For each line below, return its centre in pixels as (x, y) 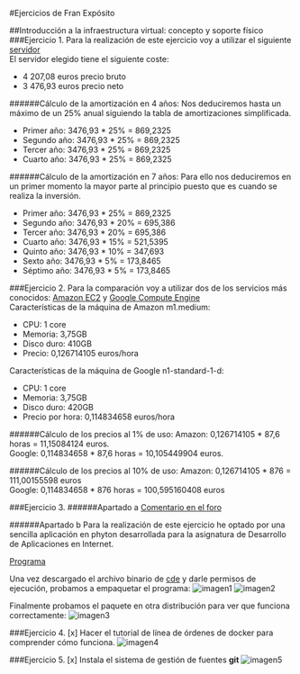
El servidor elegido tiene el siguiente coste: (89, 59)
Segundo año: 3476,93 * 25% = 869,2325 (101, 140)
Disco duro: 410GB (57, 344)
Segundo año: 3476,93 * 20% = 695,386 (99, 223)
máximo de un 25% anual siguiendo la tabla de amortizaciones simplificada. (150, 113)
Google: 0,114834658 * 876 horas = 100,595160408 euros (117, 490)
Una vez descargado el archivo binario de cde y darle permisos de (133, 579)
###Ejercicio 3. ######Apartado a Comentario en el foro (116, 507)
